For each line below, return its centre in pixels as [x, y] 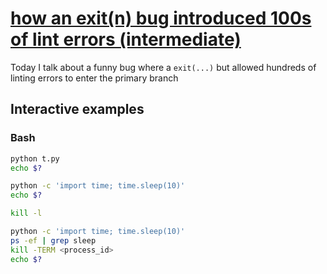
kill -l [26, 213]
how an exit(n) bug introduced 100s [161, 18]
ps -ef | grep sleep [53, 240]
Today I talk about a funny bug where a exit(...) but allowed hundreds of [163, 67]
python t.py [35, 158]
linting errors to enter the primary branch [94, 78]
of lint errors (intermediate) [126, 39]
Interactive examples [77, 109]
